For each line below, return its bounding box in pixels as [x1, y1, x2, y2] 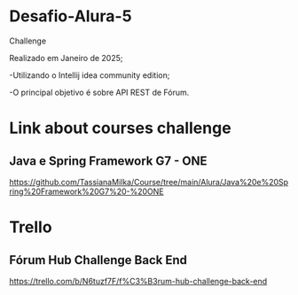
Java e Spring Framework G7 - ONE [9, 153, 208, 168]
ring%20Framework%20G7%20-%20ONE [9, 186, 164, 197]
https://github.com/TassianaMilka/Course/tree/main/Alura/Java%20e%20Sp [9, 176, 289, 187]
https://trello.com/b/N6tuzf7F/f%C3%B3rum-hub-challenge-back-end [9, 276, 268, 286]
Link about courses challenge [9, 118, 232, 138]
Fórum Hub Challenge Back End [9, 252, 188, 268]
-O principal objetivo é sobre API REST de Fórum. [9, 87, 190, 97]
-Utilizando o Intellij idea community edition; [9, 69, 170, 81]
